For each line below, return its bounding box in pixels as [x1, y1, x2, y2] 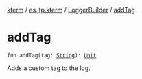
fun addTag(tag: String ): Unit [7, 52, 97, 59]
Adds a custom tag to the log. [7, 64, 91, 72]
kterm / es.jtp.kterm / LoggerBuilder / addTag [7, 6, 135, 14]
